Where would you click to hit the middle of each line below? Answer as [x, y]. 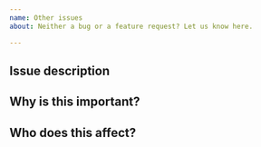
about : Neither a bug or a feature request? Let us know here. [131, 26]
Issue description [60, 70]
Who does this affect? [73, 132]
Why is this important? [75, 102]
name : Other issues [46, 18]
